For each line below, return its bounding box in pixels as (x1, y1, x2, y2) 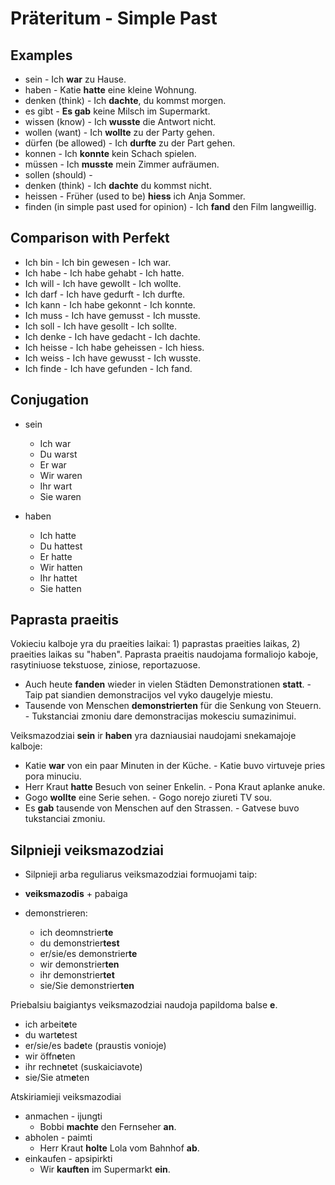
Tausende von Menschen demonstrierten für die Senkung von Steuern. (24, 700, 322, 712)
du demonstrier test (39, 937, 120, 949)
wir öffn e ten (24, 1050, 76, 1062)
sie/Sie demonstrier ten (39, 980, 135, 992)
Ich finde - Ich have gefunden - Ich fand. (24, 362, 193, 374)
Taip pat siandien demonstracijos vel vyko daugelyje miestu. (24, 689, 274, 701)
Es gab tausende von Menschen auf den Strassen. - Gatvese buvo (24, 802, 300, 814)
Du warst (39, 448, 78, 460)
